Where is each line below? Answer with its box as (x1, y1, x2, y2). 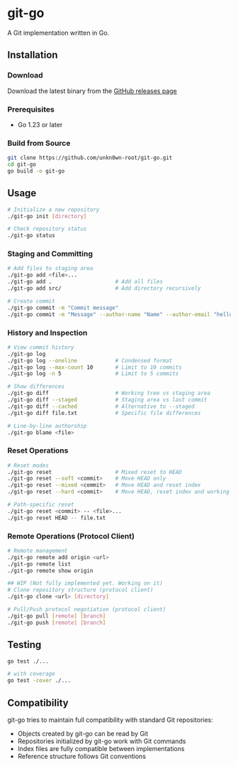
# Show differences (7, 383, 65, 390)
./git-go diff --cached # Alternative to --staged (7, 403, 195, 410)
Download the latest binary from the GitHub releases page (7, 87, 177, 95)
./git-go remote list (7, 560, 72, 568)
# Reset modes (7, 462, 50, 469)
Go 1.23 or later (17, 120, 63, 129)
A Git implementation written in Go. (7, 28, 110, 37)
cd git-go (7, 161, 37, 168)
